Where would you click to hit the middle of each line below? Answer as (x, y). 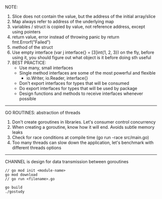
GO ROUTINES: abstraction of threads (43, 113)
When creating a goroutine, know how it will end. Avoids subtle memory (83, 127)
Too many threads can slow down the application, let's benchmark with (83, 143)
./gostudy (15, 192)
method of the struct (32, 47)
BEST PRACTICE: (29, 63)
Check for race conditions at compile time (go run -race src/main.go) (81, 137)
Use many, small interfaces (46, 68)
